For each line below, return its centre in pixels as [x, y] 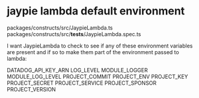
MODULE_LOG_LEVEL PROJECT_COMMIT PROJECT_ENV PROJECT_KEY [97, 76]
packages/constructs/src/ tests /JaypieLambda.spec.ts [74, 34]
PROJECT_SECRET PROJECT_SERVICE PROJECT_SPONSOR [82, 83]
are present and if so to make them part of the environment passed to [93, 52]
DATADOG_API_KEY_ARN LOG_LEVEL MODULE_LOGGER [77, 70]
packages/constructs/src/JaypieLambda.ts [60, 28]
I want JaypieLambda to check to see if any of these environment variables [100, 46]
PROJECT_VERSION [31, 89]
